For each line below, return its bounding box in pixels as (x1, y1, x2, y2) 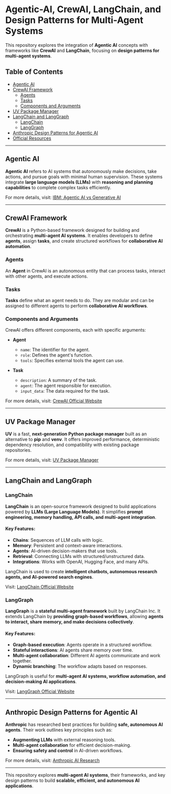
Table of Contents (5, 68, 64, 76)
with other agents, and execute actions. (5, 273, 88, 279)
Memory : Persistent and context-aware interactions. (12, 542, 123, 548)
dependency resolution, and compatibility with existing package (5, 442, 139, 448)
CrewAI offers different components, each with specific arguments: (5, 327, 146, 333)
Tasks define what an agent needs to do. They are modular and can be (5, 297, 154, 303)
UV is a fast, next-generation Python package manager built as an (5, 431, 147, 437)
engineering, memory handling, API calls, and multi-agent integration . (5, 514, 157, 520)
